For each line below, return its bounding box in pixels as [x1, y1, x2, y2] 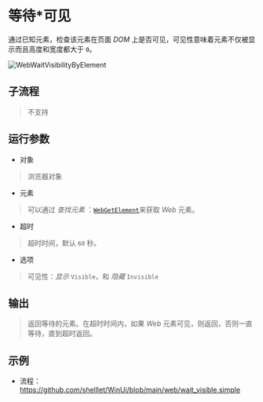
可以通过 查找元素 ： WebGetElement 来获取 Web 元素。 [27, 205, 199, 214]
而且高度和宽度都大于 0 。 [14, 44, 97, 53]
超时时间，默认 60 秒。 [27, 238, 100, 247]
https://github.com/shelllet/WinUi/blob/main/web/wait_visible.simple [19, 386, 241, 395]
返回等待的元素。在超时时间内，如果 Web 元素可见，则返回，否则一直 [27, 319, 253, 328]
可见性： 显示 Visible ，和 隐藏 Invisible [27, 272, 159, 281]
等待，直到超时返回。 [27, 329, 97, 338]
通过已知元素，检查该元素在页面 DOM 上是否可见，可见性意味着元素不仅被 [8, 35, 249, 44]
